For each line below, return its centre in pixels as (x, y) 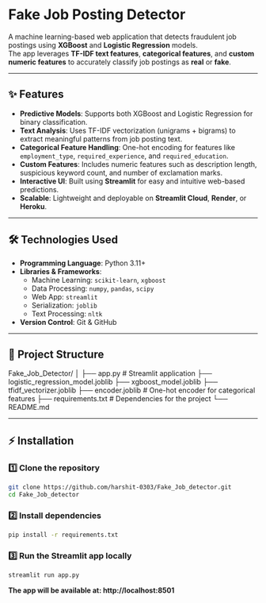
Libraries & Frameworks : (61, 271)
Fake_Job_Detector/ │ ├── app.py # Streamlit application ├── (110, 373)
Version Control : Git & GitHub (68, 322)
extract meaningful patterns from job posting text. (101, 139)
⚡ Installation (41, 441)
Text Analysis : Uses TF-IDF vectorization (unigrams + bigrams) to (127, 130)
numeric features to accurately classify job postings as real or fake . (120, 62)
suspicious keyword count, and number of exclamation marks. (121, 172)
